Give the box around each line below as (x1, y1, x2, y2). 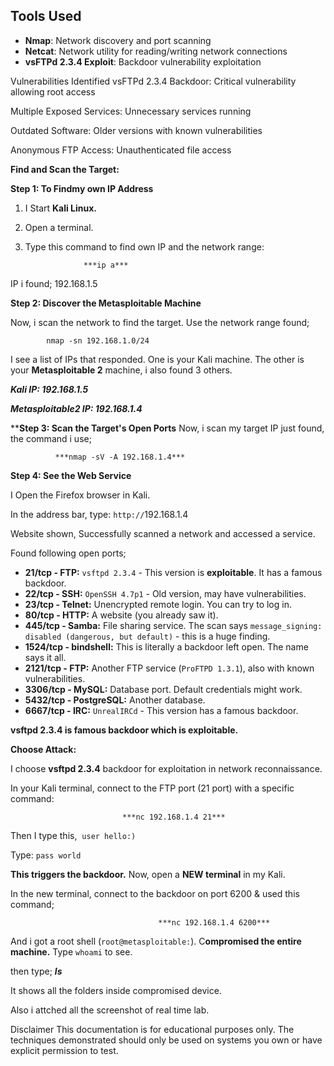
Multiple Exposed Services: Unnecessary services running (10, 105, 252, 117)
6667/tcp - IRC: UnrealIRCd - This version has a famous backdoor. (24, 704, 299, 716)
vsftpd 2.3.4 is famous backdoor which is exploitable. (10, 724, 239, 736)
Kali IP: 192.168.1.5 (10, 383, 89, 395)
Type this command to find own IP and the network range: (24, 240, 265, 253)
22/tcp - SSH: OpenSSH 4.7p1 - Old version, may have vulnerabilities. (24, 587, 307, 599)
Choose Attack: (10, 743, 77, 755)
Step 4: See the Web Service (10, 469, 132, 481)
